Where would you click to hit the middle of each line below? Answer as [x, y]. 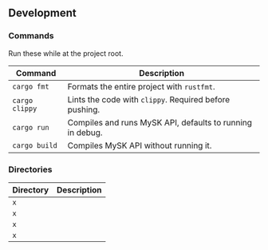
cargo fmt [31, 86]
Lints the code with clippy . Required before [149, 99]
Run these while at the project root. [66, 53]
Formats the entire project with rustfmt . [141, 86]
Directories [30, 169]
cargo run [31, 127]
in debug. [85, 133]
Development [43, 13]
